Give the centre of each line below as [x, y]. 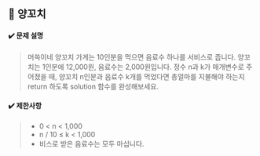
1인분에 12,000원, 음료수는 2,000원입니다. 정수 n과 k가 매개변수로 [143, 67]
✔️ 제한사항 [25, 106]
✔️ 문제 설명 [26, 35]
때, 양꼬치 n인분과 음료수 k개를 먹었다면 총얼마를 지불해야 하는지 [146, 76]
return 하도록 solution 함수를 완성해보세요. [93, 86]
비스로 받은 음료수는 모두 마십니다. [92, 143]
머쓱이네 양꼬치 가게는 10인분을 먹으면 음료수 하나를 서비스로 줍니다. [132, 56]
